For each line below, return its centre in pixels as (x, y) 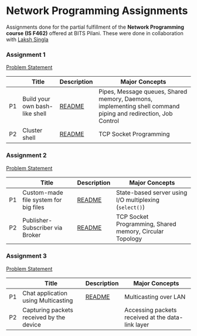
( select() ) (131, 207)
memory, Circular (140, 231)
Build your (37, 99)
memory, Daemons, (125, 99)
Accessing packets (150, 310)
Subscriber (38, 228)
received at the (145, 317)
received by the (44, 317)
